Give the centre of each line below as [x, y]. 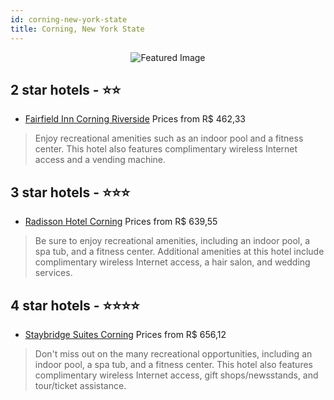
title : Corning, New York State [77, 29]
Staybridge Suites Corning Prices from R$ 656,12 [125, 334]
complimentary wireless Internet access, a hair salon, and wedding [172, 262]
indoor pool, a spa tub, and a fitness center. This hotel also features [173, 364]
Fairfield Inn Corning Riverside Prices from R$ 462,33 [135, 119]
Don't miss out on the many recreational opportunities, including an [173, 353]
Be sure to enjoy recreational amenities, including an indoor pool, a [172, 241]
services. [53, 273]
